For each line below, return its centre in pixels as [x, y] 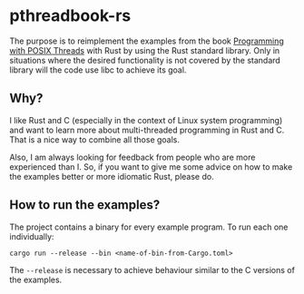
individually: [32, 236]
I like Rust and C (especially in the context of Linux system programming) [146, 120]
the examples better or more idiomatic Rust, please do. [112, 176]
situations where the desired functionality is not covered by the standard [145, 60]
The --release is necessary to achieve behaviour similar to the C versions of [152, 269]
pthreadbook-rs [70, 16]
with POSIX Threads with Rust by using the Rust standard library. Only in [145, 50]
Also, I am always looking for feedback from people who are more [132, 157]
